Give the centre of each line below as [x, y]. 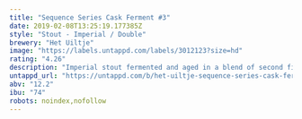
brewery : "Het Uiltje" [52, 42]
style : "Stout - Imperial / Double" [78, 34]
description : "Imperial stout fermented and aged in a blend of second [146, 68]
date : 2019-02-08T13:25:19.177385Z [76, 26]
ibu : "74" [28, 92]
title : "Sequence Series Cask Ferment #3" [90, 17]
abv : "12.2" [31, 84]
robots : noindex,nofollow [58, 101]
